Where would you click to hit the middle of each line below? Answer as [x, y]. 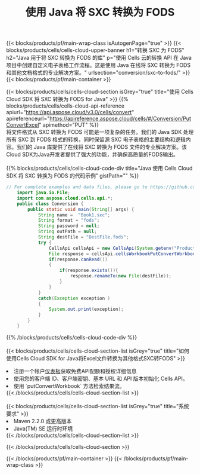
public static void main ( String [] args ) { [81, 209]
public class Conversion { [50, 204]
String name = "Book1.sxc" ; [74, 215]
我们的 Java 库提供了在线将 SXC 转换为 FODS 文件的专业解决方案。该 [102, 147]
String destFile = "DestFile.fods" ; [83, 237]
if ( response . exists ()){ [89, 270]
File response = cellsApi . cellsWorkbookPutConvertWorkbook [123, 254]
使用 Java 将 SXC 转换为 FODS [100, 12]
